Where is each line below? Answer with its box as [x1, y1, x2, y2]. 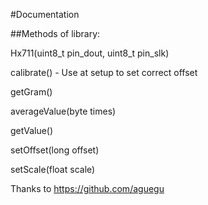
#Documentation [10, 9, 80, 20]
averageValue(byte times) [10, 105, 117, 117]
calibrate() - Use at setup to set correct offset [10, 67, 198, 78]
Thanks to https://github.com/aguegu [10, 183, 165, 194]
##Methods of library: [10, 28, 101, 39]
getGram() [10, 86, 53, 98]
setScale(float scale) [10, 164, 96, 175]
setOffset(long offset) [10, 144, 100, 156]
